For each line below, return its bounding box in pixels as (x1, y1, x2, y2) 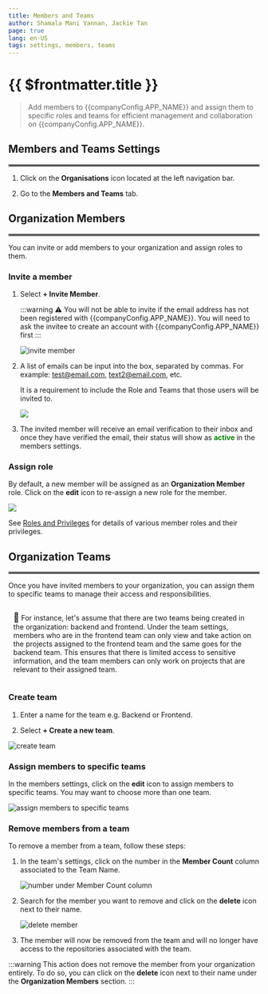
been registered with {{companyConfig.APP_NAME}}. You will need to (19, 313, 250, 322)
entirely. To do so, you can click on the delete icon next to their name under (8, 968, 258, 978)
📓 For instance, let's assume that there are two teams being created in (13, 612, 245, 624)
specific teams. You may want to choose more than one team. (8, 787, 211, 796)
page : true (8, 26, 45, 34)
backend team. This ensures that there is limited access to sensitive (13, 648, 236, 657)
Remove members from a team (8, 823, 130, 834)
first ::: (19, 329, 41, 340)
